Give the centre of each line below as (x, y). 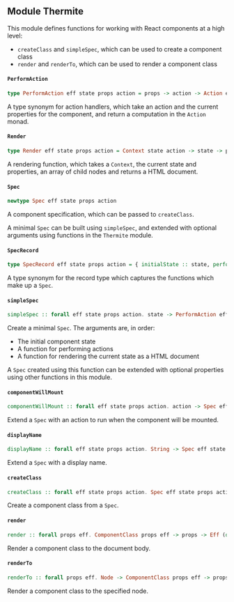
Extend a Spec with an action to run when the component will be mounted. (113, 420)
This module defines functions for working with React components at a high (116, 28)
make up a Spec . (30, 286)
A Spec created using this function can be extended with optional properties (116, 370)
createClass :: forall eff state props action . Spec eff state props (110, 492)
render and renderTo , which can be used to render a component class (117, 64)
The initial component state (56, 341)
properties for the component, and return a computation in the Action (107, 114)
